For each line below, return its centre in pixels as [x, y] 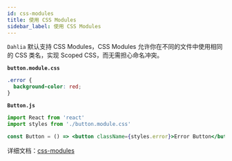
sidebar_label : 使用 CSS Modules [54, 26]
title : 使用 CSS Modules [42, 20]
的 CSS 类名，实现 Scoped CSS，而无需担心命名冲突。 [85, 55]
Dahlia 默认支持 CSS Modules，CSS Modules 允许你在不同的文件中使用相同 [115, 47]
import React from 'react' [46, 118]
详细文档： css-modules [41, 150]
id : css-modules [30, 13]
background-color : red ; [47, 87]
